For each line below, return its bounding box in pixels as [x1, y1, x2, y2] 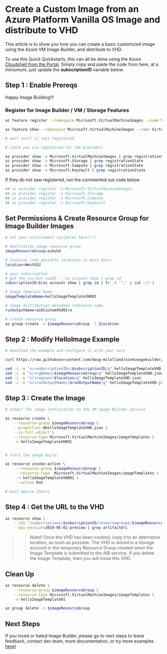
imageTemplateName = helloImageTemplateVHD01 [5, 294, 97, 299]
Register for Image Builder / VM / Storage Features [5, 107, 129, 113]
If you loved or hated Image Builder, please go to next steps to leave [5, 633, 145, 639]
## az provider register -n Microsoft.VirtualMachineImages [5, 187, 133, 192]
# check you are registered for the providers [5, 145, 103, 150]
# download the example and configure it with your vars [5, 348, 126, 353]
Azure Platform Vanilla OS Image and [5, 14, 161, 25]
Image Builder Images [5, 221, 74, 230]
